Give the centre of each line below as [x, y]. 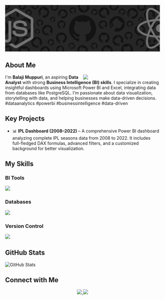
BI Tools [15, 178]
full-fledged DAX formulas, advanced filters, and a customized [75, 143]
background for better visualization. [48, 148]
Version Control [24, 226]
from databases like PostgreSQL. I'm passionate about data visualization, [79, 92]
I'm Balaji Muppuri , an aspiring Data [42, 77]
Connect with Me [32, 280]
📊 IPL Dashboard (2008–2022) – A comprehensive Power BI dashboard [86, 131]
